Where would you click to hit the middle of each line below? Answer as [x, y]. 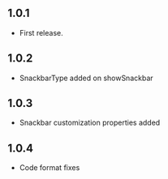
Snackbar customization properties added [90, 123]
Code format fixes [50, 168]
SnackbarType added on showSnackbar [86, 78]
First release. [41, 32]
